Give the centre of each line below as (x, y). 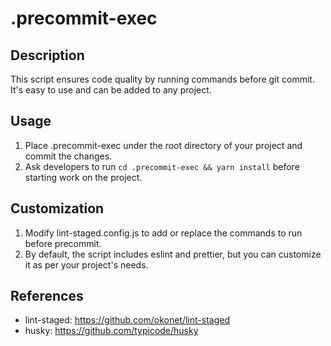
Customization (57, 208)
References (47, 296)
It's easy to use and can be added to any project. (111, 90)
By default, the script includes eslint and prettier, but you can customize (173, 254)
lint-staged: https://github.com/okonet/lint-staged (127, 320)
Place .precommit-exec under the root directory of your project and (163, 145)
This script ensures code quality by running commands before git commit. (162, 79)
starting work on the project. (83, 177)
